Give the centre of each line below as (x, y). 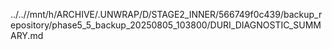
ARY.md (27, 35)
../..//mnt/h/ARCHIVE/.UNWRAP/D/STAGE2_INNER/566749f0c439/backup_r (166, 14)
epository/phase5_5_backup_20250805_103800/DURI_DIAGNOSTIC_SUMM (166, 25)
